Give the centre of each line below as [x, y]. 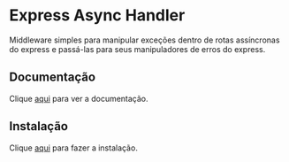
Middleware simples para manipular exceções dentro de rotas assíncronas [144, 40]
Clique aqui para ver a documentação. [79, 98]
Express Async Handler [97, 15]
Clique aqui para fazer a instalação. [74, 148]
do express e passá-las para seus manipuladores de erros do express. [137, 49]
